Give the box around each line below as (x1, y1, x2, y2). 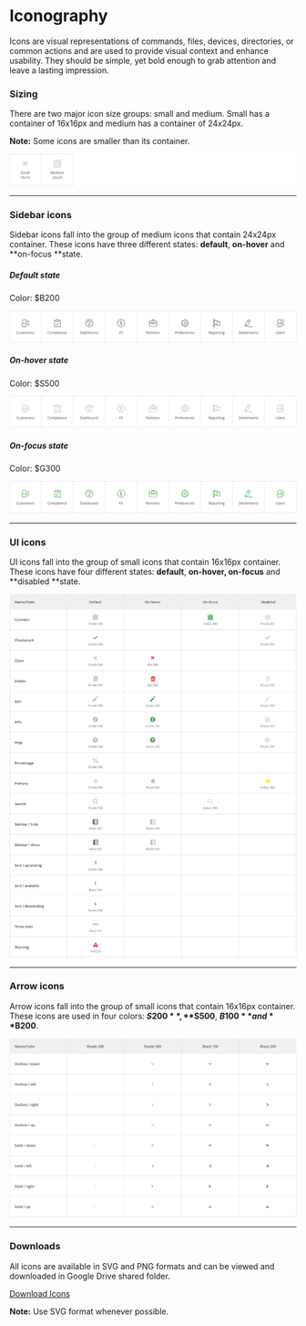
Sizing (9, 88, 38, 100)
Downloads (9, 1240, 61, 1253)
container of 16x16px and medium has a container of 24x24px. (9, 118, 244, 129)
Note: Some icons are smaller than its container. (9, 136, 190, 147)
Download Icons (9, 1288, 71, 1299)
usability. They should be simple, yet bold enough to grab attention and (9, 55, 277, 66)
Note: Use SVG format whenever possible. (9, 1306, 169, 1317)
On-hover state (9, 355, 69, 366)
